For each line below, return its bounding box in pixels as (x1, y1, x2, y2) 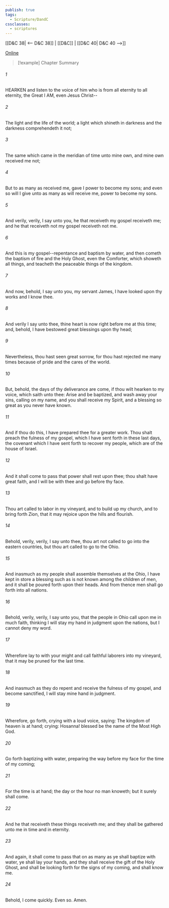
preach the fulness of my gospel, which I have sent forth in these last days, (5, 435, 161, 441)
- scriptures (10, 26, 37, 31)
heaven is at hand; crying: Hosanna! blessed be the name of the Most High (5, 723, 161, 729)
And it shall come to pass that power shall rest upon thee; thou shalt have (5, 473, 158, 479)
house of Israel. (5, 446, 38, 452)
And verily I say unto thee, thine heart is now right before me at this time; (5, 321, 157, 327)
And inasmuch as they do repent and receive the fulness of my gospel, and (5, 685, 161, 691)
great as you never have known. (5, 402, 72, 408)
